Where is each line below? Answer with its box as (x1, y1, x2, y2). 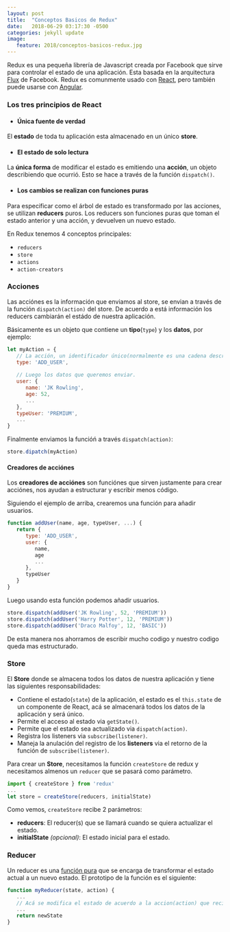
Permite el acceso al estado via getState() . (16, 717, 140, 725)
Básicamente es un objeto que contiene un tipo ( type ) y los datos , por (7, 325, 203, 333)
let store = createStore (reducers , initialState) (7, 793, 152, 800)
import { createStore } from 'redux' (7, 780, 115, 787)
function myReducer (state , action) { (7, 887, 115, 894)
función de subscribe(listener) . (16, 746, 110, 755)
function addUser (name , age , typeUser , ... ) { (7, 520, 142, 526)
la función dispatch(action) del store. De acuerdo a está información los (7, 304, 212, 313)
